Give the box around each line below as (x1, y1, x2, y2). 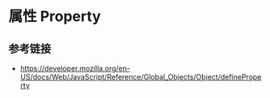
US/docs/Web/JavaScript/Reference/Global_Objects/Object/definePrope (19, 72, 262, 81)
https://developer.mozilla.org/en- (19, 63, 131, 73)
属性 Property (8, 7, 101, 26)
